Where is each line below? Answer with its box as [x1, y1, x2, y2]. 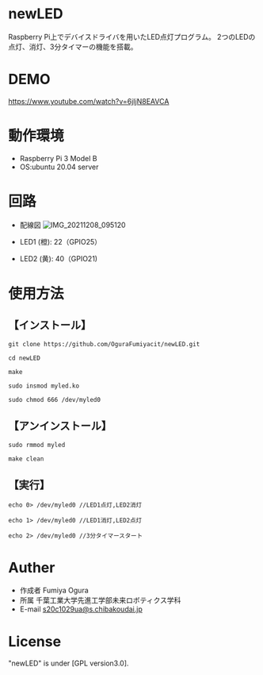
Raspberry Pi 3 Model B [19, 153, 97, 163]
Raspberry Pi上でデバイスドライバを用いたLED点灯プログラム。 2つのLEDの [8, 32, 256, 41]
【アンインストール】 [8, 419, 112, 433]
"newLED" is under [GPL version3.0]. [8, 658, 129, 668]
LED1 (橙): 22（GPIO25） [19, 237, 101, 246]
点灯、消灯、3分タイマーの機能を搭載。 [8, 41, 138, 52]
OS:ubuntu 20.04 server [19, 162, 99, 172]
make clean [8, 454, 44, 463]
